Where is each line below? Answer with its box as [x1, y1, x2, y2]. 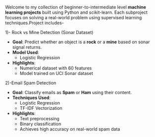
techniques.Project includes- [5, 20, 64, 26]
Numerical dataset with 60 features [19, 65, 92, 71]
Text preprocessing [19, 116, 59, 121]
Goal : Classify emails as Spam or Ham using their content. [12, 90, 132, 95]
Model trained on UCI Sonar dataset [19, 70, 93, 76]
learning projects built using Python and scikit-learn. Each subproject [5, 9, 148, 15]
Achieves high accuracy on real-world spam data [19, 126, 120, 132]
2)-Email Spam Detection [5, 80, 56, 86]
